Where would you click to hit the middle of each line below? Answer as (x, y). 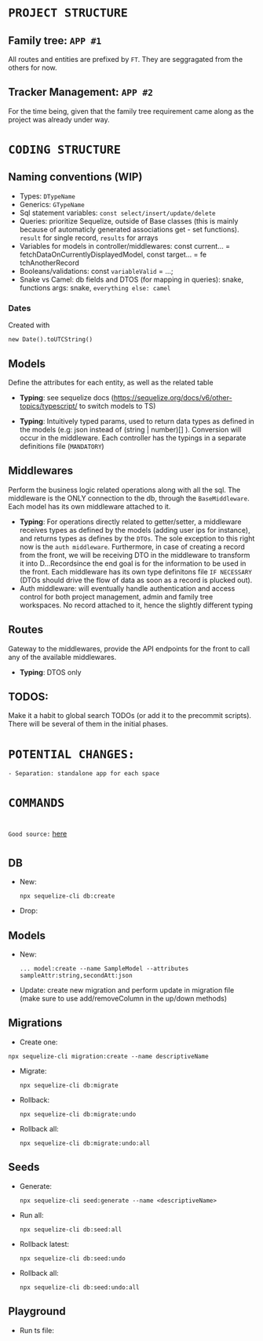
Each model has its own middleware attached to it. (89, 506)
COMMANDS (37, 803)
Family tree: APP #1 (55, 40)
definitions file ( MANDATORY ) (62, 446)
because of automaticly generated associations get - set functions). (129, 229)
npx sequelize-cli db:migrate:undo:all (85, 1143)
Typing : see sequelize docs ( (66, 397)
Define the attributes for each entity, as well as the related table (111, 382)
